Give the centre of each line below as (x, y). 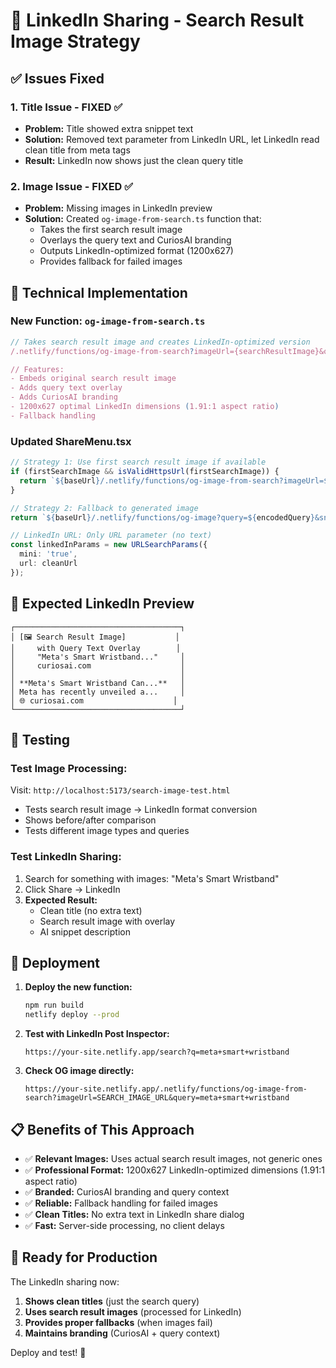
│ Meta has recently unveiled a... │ (98, 692)
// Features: (37, 369)
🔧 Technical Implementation (99, 292)
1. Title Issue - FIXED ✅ (66, 107)
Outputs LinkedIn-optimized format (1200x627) (136, 251)
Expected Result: (61, 900)
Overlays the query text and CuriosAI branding (135, 240)
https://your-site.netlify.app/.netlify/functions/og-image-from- (166, 1089)
